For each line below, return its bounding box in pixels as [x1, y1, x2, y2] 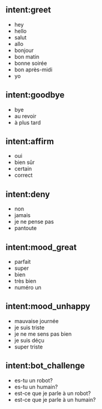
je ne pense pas [14, 218, 55, 226]
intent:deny [5, 189, 50, 199]
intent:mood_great [5, 242, 77, 252]
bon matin [14, 53, 40, 60]
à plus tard [14, 119, 41, 126]
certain [14, 165, 32, 172]
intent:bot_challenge [5, 361, 85, 371]
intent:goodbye [5, 90, 65, 100]
